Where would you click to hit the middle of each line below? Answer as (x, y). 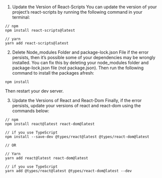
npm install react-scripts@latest (40, 31)
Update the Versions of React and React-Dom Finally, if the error (77, 100)
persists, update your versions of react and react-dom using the (76, 106)
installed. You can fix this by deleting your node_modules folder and (80, 63)
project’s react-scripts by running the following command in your (77, 12)
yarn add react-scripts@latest (37, 43)
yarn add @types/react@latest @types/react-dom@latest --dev (69, 171)
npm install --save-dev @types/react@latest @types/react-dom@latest (77, 137)
